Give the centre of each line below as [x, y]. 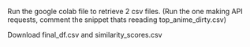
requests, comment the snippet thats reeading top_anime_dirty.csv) [117, 20]
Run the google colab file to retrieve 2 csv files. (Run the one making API [125, 11]
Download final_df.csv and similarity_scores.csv [85, 35]
